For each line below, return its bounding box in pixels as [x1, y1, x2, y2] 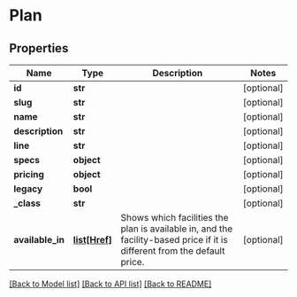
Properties [9, 41, 69, 56]
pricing [13, 168, 44, 180]
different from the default [120, 245, 225, 257]
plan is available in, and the [120, 223, 232, 235]
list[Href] [72, 234, 112, 246]
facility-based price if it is [120, 234, 228, 246]
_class [13, 197, 42, 209]
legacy [13, 183, 43, 195]
